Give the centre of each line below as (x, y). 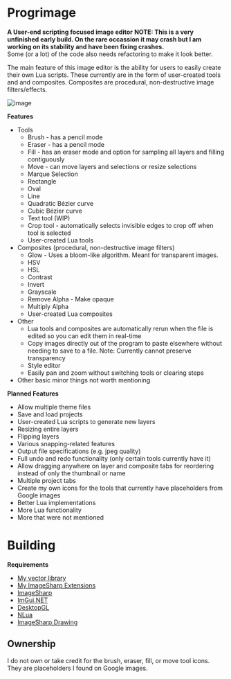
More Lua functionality (49, 510)
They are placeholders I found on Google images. (77, 668)
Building (31, 546)
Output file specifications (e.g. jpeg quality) (79, 451)
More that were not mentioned (60, 517)
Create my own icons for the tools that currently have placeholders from (120, 488)
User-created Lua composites (70, 314)
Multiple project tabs (46, 480)
